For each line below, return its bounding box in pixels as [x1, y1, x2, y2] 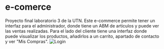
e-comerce [5, 1, 52, 13]
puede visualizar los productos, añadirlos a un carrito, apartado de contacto [5, 33, 160, 39]
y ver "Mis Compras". [5, 38, 49, 44]
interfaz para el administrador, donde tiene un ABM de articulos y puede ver [5, 23, 159, 28]
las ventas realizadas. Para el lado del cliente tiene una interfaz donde [5, 28, 147, 34]
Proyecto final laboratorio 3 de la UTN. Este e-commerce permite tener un [5, 18, 155, 24]
